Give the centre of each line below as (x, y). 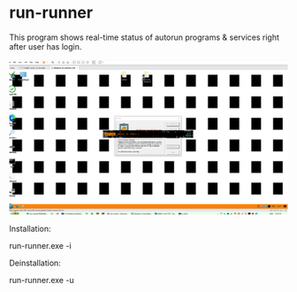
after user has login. (46, 46)
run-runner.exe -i (41, 245)
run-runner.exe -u (42, 280)
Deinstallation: (35, 263)
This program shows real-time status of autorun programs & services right (145, 37)
